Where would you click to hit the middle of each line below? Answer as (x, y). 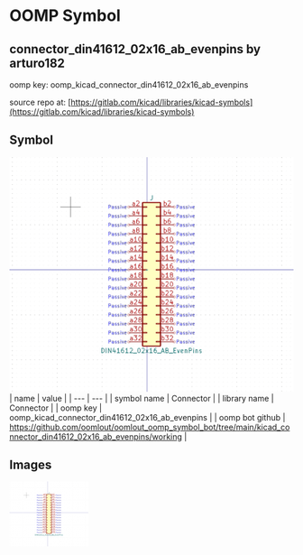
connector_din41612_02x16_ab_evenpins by (135, 49)
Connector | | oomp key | (55, 408)
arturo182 (37, 63)
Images (31, 465)
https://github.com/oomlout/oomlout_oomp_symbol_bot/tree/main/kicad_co (150, 427)
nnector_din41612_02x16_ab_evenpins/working (96, 436)
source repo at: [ (40, 102)
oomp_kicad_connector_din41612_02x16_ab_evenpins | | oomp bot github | (147, 417)
